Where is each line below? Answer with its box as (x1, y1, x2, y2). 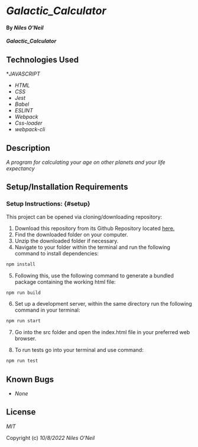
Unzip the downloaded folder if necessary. (14, 237, 119, 244)
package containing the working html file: (14, 278, 116, 285)
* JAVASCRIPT (6, 70, 40, 77)
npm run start (6, 318, 41, 324)
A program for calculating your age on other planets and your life (6, 158, 165, 166)
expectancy (6, 165, 35, 172)
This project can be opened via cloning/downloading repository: (6, 213, 163, 220)
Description (6, 143, 50, 153)
